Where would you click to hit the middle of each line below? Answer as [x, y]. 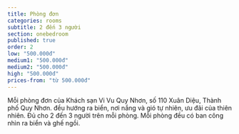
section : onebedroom [38, 34]
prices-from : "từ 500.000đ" [49, 80]
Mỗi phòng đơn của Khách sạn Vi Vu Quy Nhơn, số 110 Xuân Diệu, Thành [115, 100]
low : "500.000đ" [31, 54]
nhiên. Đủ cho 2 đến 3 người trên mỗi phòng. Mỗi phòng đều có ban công [115, 115]
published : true [31, 41]
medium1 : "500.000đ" [38, 61]
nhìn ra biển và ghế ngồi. [44, 123]
